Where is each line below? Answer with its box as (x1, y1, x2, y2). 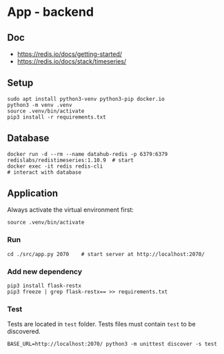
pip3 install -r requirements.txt (7, 113, 107, 121)
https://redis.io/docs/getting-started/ (17, 50, 123, 58)
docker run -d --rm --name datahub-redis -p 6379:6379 (7, 150, 168, 157)
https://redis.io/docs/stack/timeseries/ (17, 57, 127, 66)
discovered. (7, 327, 41, 335)
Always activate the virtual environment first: (7, 206, 134, 214)
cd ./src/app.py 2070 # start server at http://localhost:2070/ (7, 250, 205, 257)
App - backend (7, 4, 94, 20)
